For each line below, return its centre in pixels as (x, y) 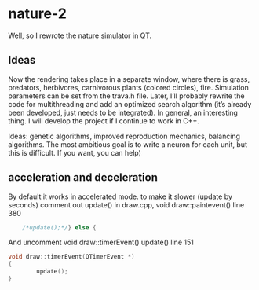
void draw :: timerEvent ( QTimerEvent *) (71, 257)
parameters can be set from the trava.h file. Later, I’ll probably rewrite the (126, 96)
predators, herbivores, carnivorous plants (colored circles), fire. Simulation (128, 87)
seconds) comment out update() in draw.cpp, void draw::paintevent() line (126, 204)
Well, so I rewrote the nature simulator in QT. (80, 35)
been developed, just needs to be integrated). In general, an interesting (123, 112)
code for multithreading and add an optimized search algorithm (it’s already (130, 104)
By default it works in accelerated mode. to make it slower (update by (120, 196)
